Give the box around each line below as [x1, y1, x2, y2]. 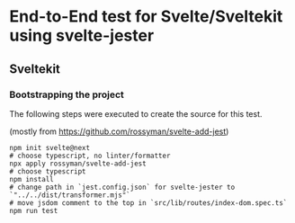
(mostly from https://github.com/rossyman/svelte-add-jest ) [9, 126, 229, 137]
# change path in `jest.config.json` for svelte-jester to [9, 183, 236, 192]
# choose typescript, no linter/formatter [9, 151, 171, 160]
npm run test [9, 206, 58, 215]
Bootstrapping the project [9, 88, 124, 101]
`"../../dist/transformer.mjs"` [9, 191, 130, 200]
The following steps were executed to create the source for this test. [9, 108, 263, 119]
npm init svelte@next [9, 143, 91, 152]
